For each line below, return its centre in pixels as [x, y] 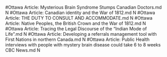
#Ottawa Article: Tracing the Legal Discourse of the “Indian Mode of [76, 29]
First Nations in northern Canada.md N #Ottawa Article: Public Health [77, 39]
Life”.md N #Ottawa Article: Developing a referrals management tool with [81, 34]
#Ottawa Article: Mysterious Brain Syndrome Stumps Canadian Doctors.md [83, 7]
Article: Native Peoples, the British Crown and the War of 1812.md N [76, 23]
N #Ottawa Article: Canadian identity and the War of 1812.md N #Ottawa [80, 13]
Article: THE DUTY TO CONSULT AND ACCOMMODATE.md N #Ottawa [79, 18]
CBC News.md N [23, 50]
